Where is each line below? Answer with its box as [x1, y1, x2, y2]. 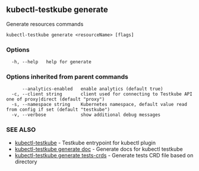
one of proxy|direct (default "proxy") [6, 96, 105, 102]
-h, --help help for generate [11, 59, 92, 65]
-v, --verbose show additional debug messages [11, 112, 161, 118]
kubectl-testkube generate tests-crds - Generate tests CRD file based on [14, 151, 194, 159]
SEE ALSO [6, 125, 36, 134]
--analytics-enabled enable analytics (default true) [21, 86, 163, 92]
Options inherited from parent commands [6, 73, 129, 81]
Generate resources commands [6, 20, 84, 27]
